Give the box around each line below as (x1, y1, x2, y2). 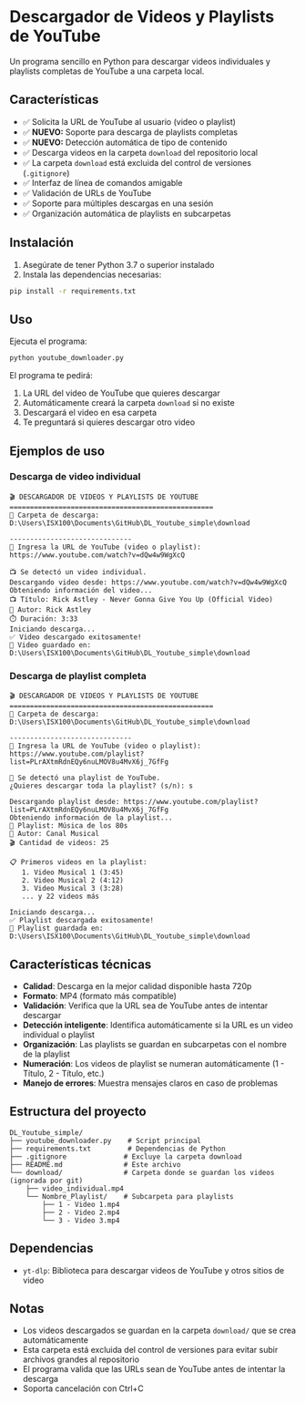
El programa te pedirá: (9, 370, 93, 381)
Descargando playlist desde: (9, 798, 120, 807)
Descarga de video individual (9, 470, 141, 483)
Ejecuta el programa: (9, 335, 88, 347)
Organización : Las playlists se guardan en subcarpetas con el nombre (22, 1038, 287, 1049)
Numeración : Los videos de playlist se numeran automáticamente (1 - (22, 1057, 285, 1068)
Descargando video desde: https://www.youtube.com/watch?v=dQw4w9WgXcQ (9, 577, 287, 587)
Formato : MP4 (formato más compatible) (22, 990, 178, 1001)
